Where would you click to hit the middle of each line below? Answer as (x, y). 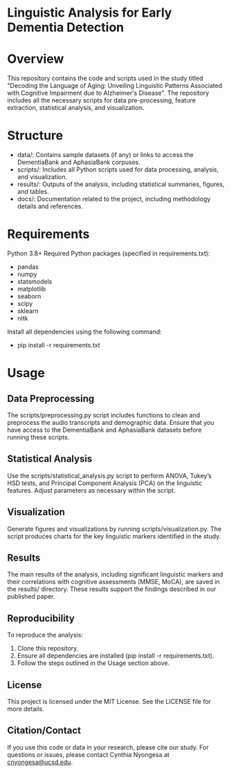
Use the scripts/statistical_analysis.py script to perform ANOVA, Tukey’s (110, 475)
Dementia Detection (66, 27)
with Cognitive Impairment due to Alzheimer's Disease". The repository (108, 93)
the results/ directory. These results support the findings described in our (112, 589)
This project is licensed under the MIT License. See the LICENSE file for (109, 702)
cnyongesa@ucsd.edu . (40, 762)
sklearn (28, 311)
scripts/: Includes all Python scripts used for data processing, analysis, (118, 170)
